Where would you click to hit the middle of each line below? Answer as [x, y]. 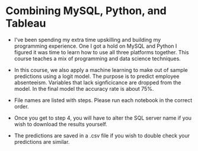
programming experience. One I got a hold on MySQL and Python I [95, 46]
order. [21, 106]
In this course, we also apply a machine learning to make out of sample [101, 70]
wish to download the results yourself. [60, 124]
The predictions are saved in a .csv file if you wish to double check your [102, 135]
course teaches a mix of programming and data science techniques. [98, 58]
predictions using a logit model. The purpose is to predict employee [97, 76]
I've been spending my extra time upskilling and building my [87, 40]
